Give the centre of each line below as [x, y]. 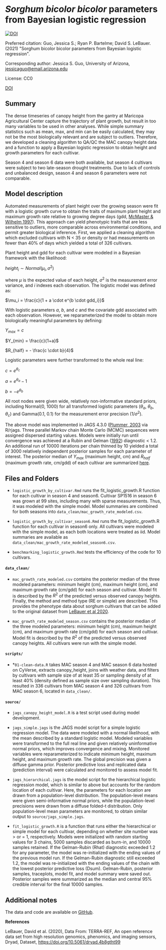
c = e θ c [13, 370]
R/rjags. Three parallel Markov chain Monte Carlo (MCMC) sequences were [82, 430]
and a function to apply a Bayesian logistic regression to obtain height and [81, 147]
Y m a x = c [14, 331]
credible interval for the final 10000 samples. [58, 884]
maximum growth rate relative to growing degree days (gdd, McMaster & [79, 216]
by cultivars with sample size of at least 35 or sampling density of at [82, 675]
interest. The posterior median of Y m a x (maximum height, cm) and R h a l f [78, 457]
